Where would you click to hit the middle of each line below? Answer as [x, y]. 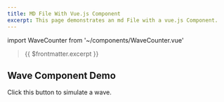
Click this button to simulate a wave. [60, 92]
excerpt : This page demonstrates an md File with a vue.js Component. [113, 20]
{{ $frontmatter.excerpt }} [61, 54]
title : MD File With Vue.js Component [64, 14]
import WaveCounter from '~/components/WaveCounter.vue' [95, 40]
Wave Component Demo [61, 75]
